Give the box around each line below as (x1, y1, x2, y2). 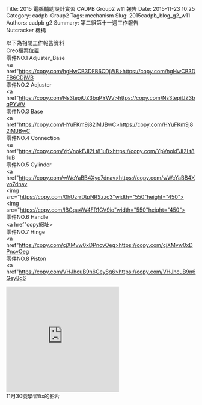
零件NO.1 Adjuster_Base (6, 55, 65, 61)
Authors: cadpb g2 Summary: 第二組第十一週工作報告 (6, 19, 139, 26)
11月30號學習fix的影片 (6, 392, 61, 400)
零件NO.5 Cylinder (6, 161, 52, 168)
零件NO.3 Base (6, 108, 43, 115)
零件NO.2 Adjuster (6, 81, 52, 88)
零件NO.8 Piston (6, 255, 46, 262)
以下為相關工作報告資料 (6, 40, 64, 46)
